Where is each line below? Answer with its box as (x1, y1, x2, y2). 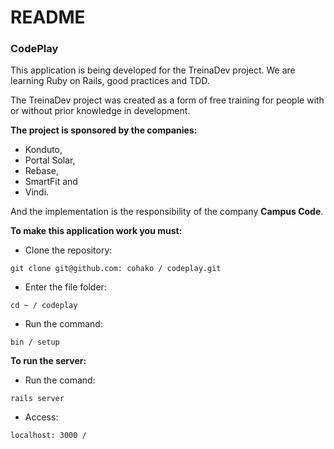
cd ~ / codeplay (10, 301, 78, 311)
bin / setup (10, 337, 60, 348)
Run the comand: (24, 374, 96, 386)
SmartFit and (24, 176, 78, 188)
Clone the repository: (24, 244, 113, 256)
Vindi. (24, 186, 50, 198)
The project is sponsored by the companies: (10, 124, 198, 136)
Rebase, (24, 165, 59, 177)
